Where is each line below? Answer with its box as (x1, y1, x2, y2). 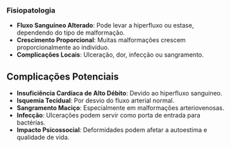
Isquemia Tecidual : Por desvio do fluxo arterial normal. (16, 96, 175, 105)
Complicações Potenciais (6, 71, 119, 82)
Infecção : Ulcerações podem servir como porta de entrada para (16, 111, 200, 120)
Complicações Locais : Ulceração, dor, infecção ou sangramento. (16, 50, 204, 59)
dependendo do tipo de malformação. (16, 28, 126, 37)
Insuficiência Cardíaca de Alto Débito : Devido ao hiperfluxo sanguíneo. (16, 89, 223, 98)
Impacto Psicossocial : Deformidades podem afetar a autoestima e (16, 126, 207, 134)
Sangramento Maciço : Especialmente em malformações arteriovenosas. (16, 104, 225, 112)
